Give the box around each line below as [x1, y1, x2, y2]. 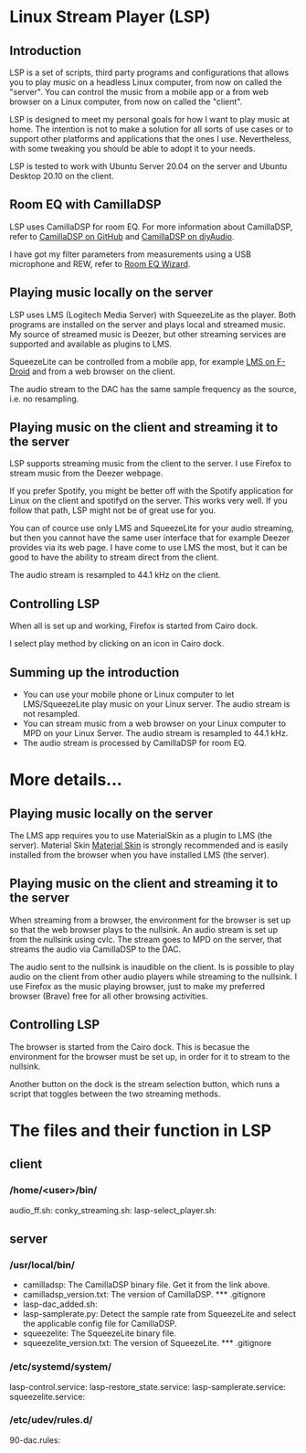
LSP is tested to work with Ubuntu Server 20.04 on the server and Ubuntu [9, 161, 288, 171]
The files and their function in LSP [9, 1120, 272, 1140]
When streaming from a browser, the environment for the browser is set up [9, 914, 291, 925]
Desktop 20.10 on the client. [9, 171, 114, 181]
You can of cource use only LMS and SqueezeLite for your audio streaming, [9, 523, 294, 534]
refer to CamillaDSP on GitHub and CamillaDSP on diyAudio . [9, 230, 235, 241]
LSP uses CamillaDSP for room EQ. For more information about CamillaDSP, [9, 221, 293, 232]
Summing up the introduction [9, 665, 180, 680]
